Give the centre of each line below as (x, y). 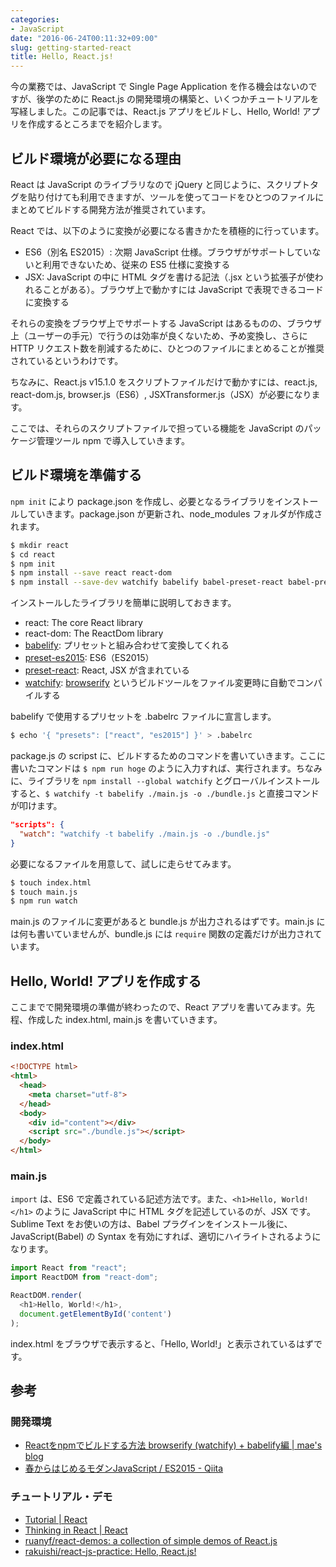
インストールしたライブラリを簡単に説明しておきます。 (123, 603)
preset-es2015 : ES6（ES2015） (89, 658)
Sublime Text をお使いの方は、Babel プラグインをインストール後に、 (151, 1224)
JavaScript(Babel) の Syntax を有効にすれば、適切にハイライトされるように (166, 1237)
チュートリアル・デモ (61, 1497)
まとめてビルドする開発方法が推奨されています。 (111, 209)
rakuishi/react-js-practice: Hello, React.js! (110, 1551)
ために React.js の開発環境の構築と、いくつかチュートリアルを (191, 99)
